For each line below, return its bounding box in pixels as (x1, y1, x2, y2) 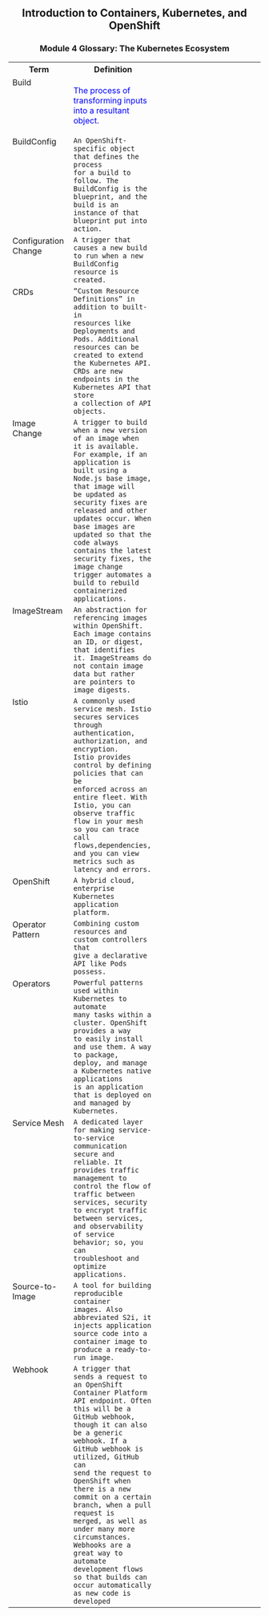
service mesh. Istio (73, 704, 152, 713)
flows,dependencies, (73, 840, 152, 849)
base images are (73, 521, 135, 531)
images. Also (73, 1305, 123, 1314)
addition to (73, 302, 118, 311)
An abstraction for (73, 605, 148, 614)
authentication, (73, 728, 135, 737)
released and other (73, 505, 148, 515)
